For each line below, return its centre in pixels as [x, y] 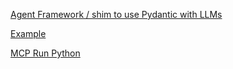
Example [28, 33]
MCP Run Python [45, 53]
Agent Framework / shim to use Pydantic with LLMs [116, 14]
